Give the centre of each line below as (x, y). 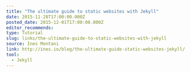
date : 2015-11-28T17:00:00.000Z (46, 17)
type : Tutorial (25, 33)
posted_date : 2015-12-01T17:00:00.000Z (55, 22)
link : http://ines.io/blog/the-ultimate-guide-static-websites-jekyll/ (95, 49)
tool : (13, 55)
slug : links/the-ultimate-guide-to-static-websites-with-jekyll (86, 38)
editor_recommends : (30, 28)
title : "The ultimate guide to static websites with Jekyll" (83, 11)
